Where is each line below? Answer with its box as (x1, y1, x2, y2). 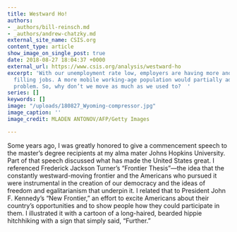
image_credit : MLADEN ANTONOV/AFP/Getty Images (7, 115, 150, 122)
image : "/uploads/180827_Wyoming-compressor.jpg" (7, 103, 157, 110)
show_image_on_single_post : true (7, 50, 106, 57)
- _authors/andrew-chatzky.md (7, 30, 97, 37)
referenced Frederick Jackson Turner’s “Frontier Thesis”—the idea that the (7, 163, 224, 172)
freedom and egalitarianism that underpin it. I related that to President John (7, 186, 226, 195)
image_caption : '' (7, 109, 61, 116)
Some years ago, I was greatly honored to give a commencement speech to (7, 141, 228, 149)
